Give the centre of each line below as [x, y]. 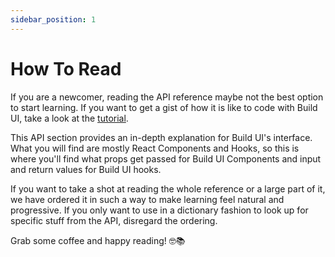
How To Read [66, 68]
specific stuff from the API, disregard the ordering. [114, 220]
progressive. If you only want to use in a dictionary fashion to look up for [159, 210]
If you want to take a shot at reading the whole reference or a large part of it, [168, 188]
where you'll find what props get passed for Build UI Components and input [166, 158]
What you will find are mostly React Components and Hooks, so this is [155, 148]
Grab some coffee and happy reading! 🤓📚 [98, 240]
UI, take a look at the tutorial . [69, 118]
